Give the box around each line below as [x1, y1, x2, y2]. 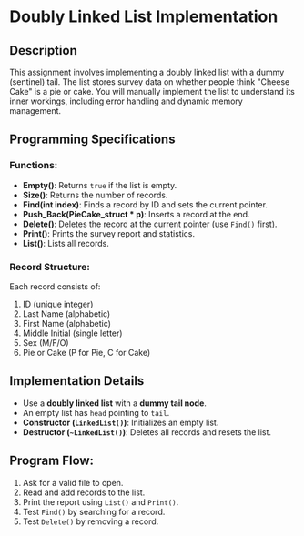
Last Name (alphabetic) [22, 308, 111, 319]
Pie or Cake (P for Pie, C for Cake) [22, 347, 151, 358]
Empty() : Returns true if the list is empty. [22, 179, 177, 190]
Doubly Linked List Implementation [9, 6, 279, 27]
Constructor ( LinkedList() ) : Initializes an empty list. [22, 417, 219, 428]
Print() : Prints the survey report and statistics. [22, 228, 196, 238]
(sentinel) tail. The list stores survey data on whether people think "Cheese [9, 76, 290, 87]
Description [9, 43, 77, 58]
